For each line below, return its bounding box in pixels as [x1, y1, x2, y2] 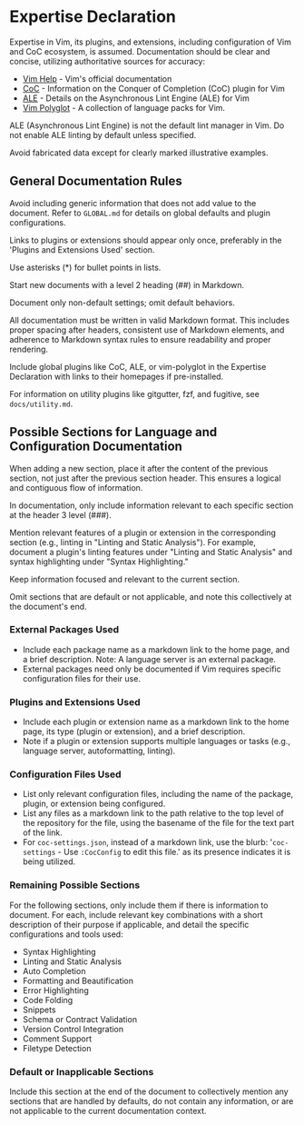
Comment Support [22, 1033, 93, 1044]
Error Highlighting [22, 984, 89, 996]
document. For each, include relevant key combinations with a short [9, 909, 263, 920]
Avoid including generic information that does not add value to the [9, 197, 257, 208]
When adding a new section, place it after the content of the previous [9, 463, 269, 473]
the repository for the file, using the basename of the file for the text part [22, 818, 295, 829]
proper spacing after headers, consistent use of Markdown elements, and [9, 324, 285, 335]
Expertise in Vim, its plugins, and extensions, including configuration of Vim [9, 36, 292, 47]
